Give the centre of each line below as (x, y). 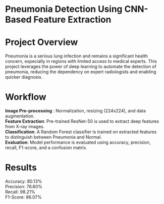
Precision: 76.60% (24, 186)
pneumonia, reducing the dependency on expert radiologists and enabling (81, 72)
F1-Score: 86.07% (24, 197)
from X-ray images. (25, 127)
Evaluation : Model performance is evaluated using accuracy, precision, (78, 143)
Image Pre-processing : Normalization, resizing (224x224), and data (76, 111)
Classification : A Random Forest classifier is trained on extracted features (81, 132)
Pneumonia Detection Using (64, 9)
